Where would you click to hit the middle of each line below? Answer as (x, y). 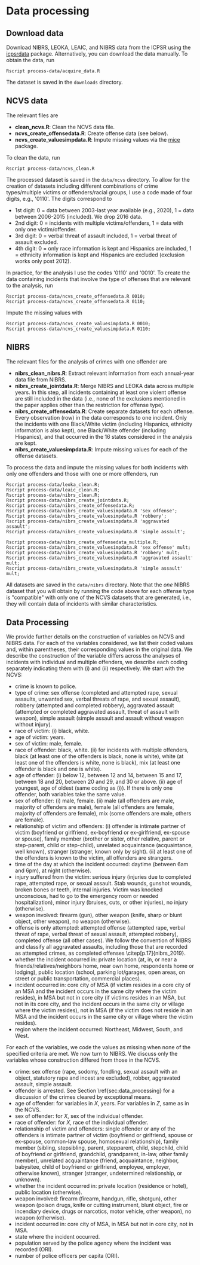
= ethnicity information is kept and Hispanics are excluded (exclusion (100, 255)
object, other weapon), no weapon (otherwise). (73, 921)
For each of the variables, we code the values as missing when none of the (99, 1047)
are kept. (26, 443)
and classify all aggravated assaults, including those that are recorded (101, 947)
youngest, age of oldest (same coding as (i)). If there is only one (94, 788)
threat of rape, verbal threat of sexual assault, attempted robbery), (96, 934)
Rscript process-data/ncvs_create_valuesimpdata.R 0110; (79, 329)
